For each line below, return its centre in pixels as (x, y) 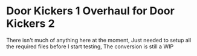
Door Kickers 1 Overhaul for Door (91, 11)
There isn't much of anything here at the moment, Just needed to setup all (99, 40)
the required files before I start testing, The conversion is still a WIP (90, 46)
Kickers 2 (31, 24)
